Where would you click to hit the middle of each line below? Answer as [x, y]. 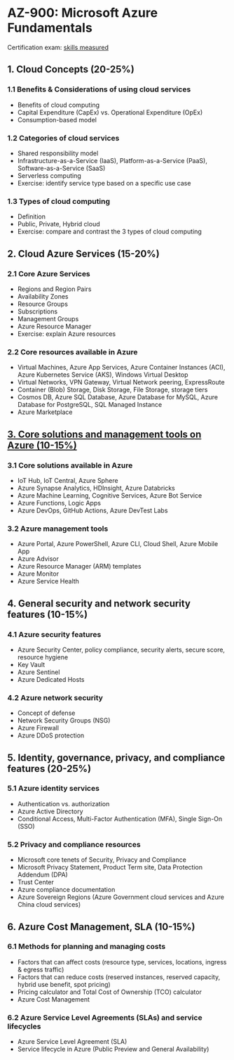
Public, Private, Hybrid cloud [58, 224]
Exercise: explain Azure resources [67, 334]
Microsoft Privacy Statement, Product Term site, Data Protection [110, 867]
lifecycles [24, 1026]
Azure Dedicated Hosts [51, 679]
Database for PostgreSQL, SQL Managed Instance [90, 405]
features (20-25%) [49, 769]
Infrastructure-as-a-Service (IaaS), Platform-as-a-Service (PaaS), [112, 160]
